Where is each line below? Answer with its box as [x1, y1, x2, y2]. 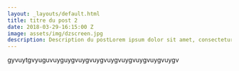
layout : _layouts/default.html [7, 10, 100, 18]
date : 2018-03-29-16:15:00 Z [7, 23, 94, 30]
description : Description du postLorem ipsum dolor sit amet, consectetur [7, 37, 234, 44]
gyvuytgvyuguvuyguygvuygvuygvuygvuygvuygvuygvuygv [7, 56, 179, 64]
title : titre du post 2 [7, 17, 78, 24]
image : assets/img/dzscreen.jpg [7, 30, 103, 37]
